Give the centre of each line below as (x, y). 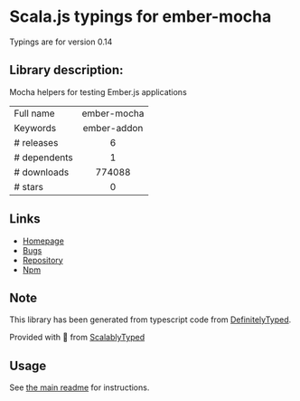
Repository (42, 260)
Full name (35, 113)
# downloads (42, 172)
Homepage (43, 241)
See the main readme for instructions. (80, 387)
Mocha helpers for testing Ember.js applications (98, 91)
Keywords (35, 128)
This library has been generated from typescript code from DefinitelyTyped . (150, 320)
